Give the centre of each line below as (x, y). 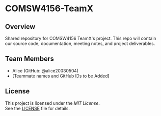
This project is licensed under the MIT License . (53, 103)
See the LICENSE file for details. (38, 108)
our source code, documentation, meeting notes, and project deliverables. (80, 44)
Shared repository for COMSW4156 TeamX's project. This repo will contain (80, 38)
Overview (20, 27)
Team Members (29, 59)
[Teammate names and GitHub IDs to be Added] (61, 76)
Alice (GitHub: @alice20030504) (45, 70)
